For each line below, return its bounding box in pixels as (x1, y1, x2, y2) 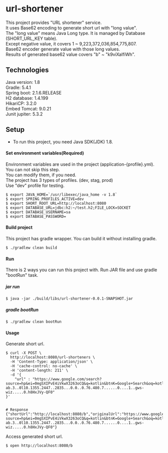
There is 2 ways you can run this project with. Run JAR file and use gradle (5, 267, 158, 273)
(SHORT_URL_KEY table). (5, 35, 58, 41)
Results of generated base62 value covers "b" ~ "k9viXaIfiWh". (5, 51, 136, 57)
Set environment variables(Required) (5, 150, 84, 156)
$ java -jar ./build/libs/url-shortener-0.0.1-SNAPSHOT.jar (5, 296, 134, 301)
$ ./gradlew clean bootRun (5, 319, 62, 325)
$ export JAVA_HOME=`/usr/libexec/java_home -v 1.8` (5, 192, 118, 197)
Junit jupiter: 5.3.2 (5, 111, 43, 117)
